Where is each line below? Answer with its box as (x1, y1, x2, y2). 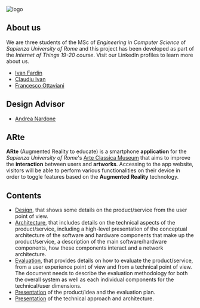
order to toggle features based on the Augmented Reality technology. (6, 173, 179, 181)
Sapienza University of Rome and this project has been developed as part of (6, 45, 194, 52)
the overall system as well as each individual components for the (14, 276, 174, 283)
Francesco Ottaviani (14, 82, 64, 89)
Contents (6, 191, 42, 201)
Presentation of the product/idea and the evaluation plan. (14, 289, 156, 296)
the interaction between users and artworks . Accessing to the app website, (6, 161, 194, 168)
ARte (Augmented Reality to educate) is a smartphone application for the (6, 148, 187, 155)
